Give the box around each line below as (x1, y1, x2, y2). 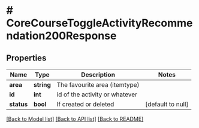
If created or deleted (56, 100, 114, 108)
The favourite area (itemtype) (56, 81, 140, 89)
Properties (6, 53, 47, 63)
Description (80, 71, 116, 78)
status (9, 100, 28, 108)
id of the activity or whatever (56, 90, 138, 99)
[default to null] (145, 100, 189, 108)
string (33, 81, 51, 89)
